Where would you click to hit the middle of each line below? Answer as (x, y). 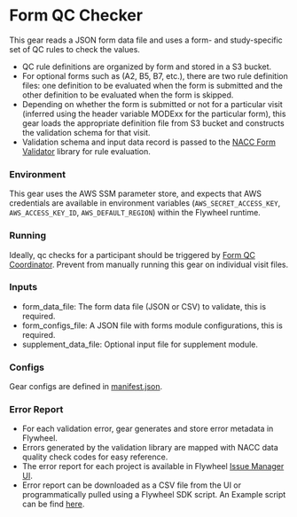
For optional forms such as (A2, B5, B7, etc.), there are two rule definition (155, 75)
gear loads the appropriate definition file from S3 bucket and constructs (153, 123)
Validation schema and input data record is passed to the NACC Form (149, 142)
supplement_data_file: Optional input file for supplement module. (140, 344)
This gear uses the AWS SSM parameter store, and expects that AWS (136, 194)
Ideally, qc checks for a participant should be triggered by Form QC (132, 255)
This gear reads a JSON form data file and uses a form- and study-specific (146, 40)
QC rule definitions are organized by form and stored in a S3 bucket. (147, 67)
